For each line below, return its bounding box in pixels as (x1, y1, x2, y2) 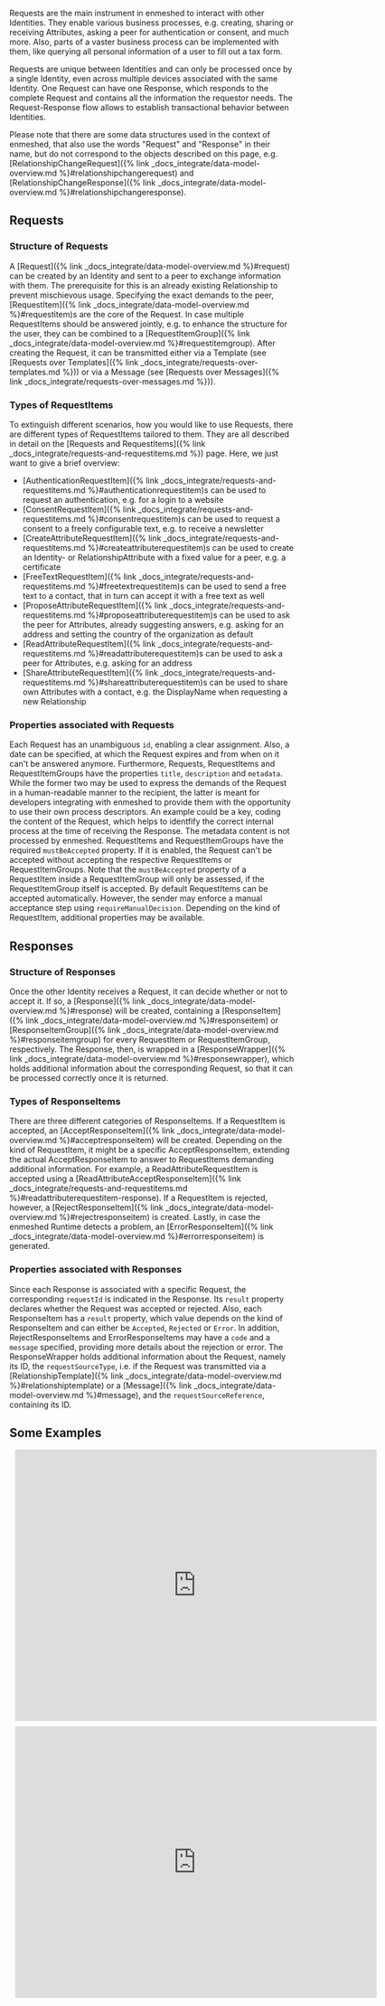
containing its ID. (9, 1399, 72, 1410)
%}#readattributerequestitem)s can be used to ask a (87, 648, 283, 658)
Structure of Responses (9, 965, 116, 978)
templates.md (9, 366, 61, 377)
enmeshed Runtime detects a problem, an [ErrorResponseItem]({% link (9, 1221, 274, 1233)
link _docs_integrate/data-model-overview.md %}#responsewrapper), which (9, 1053, 295, 1064)
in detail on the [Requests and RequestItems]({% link (9, 438, 206, 449)
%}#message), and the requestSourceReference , (85, 1389, 265, 1400)
